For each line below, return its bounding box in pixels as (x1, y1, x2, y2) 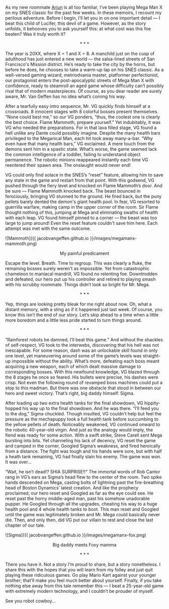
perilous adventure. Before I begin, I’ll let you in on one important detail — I (5, 15, 160, 21)
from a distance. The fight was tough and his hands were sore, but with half (5, 448, 162, 454)
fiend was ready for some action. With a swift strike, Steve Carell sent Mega (5, 432, 162, 438)
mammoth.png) (5, 240, 37, 247)
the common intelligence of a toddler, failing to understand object (5, 151, 141, 157)
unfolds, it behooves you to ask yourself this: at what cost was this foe (5, 26, 151, 32)
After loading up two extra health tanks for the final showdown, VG (5, 400, 143, 406)
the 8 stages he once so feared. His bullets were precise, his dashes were (5, 374, 158, 380)
